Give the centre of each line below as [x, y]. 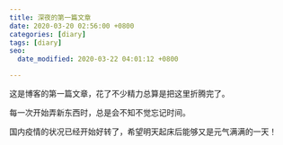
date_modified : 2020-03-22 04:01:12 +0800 [98, 59]
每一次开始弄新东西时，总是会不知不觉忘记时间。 [100, 112]
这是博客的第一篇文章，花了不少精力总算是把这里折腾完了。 [119, 94]
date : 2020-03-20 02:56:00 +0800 [72, 26]
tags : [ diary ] [36, 43]
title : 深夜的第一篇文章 [50, 17]
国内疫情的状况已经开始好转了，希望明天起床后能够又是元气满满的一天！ [143, 132]
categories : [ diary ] [48, 34]
